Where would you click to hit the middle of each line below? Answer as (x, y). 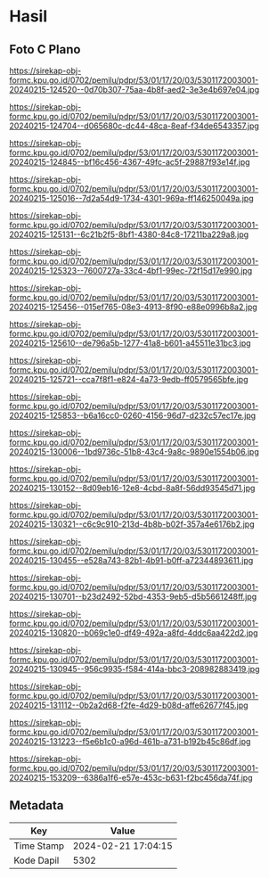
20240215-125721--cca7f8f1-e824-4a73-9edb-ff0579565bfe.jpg (129, 379)
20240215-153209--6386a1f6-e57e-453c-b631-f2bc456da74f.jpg (131, 778)
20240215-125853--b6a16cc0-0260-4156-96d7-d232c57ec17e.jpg (133, 415)
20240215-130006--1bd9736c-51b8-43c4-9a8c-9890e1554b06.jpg (134, 451)
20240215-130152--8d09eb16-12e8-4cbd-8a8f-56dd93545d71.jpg (132, 488)
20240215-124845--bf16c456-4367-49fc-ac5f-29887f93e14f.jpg (130, 162)
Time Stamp (39, 846)
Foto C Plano (45, 49)
